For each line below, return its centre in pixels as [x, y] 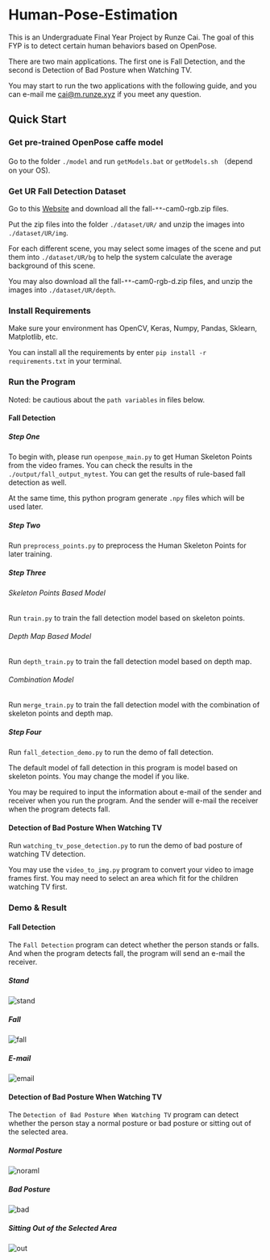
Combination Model [41, 680]
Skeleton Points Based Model [57, 593]
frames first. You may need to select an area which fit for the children [124, 878]
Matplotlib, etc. [33, 337]
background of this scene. [52, 265]
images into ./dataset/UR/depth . [62, 290]
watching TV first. [38, 887]
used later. [26, 507]
